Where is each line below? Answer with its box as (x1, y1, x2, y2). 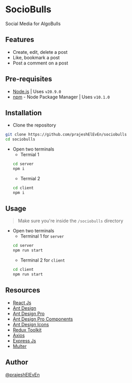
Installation (5, 109, 42, 117)
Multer (12, 343, 27, 349)
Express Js (12, 337, 36, 344)
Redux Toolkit (12, 327, 42, 333)
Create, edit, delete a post (12, 49, 68, 55)
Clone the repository (12, 122, 56, 129)
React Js (12, 300, 32, 306)
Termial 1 (20, 152, 39, 158)
